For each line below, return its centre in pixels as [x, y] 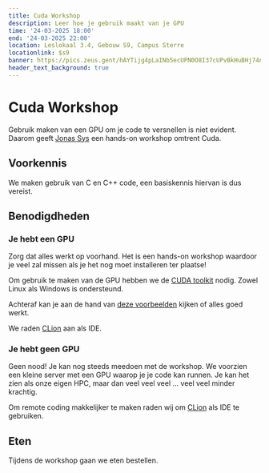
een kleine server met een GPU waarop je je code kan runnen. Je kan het [129, 375]
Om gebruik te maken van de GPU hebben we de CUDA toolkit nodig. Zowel [133, 280]
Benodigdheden [49, 216]
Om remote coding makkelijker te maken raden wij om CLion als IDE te [124, 407]
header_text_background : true [59, 68]
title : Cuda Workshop [44, 16]
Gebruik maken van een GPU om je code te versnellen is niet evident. [122, 130]
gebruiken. [26, 416]
